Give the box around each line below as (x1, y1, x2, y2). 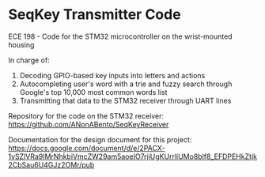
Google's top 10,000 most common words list (19, 87, 168, 96)
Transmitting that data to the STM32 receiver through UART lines (19, 96, 232, 105)
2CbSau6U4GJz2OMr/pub (8, 160, 95, 169)
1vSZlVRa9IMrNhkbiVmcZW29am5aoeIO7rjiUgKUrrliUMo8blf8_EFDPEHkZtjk (8, 152, 258, 161)
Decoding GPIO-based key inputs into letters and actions (19, 70, 206, 80)
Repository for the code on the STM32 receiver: (8, 111, 165, 120)
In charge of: (8, 55, 50, 65)
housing (8, 40, 35, 49)
